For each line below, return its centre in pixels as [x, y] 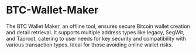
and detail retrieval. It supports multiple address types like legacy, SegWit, [95, 32]
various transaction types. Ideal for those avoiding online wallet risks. [90, 45]
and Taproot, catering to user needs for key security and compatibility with [96, 38]
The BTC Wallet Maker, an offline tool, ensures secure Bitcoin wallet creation [98, 26]
